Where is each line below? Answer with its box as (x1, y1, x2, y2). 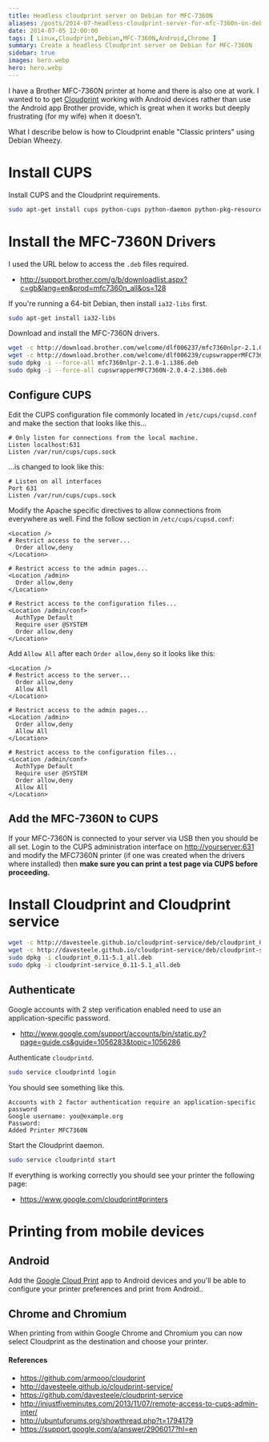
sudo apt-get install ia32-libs (8, 314, 116, 322)
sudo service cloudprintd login (8, 1068, 116, 1076)
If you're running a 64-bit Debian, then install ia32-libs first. (8, 298, 208, 308)
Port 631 (8, 484, 38, 493)
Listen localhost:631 (8, 441, 81, 449)
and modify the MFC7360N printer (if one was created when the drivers (8, 850, 246, 860)
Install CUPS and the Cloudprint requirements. (8, 190, 160, 199)
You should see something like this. (8, 1082, 126, 1092)
